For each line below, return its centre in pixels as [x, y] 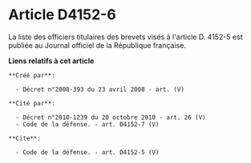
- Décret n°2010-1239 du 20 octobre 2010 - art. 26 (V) [111, 117]
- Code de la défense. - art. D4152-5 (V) [87, 152]
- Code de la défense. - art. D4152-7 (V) [87, 124]
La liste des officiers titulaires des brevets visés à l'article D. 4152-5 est [125, 37]
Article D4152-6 [62, 15]
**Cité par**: [32, 103]
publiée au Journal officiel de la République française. [97, 45]
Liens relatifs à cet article [51, 61]
